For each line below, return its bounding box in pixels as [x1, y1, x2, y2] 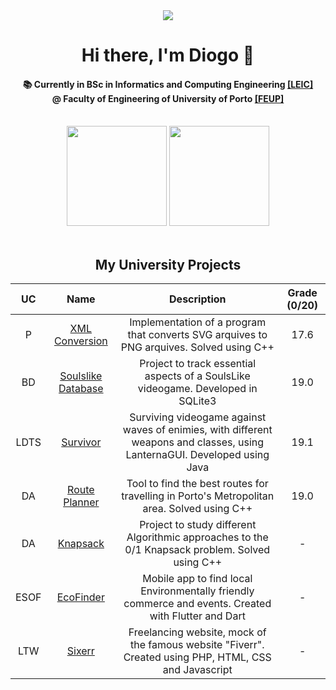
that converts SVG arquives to [127, 328, 268, 342]
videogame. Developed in [137, 382, 258, 396]
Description [169, 292, 227, 306]
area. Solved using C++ [142, 502, 253, 516]
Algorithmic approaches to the [126, 530, 269, 544]
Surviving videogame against [129, 410, 267, 424]
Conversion [53, 334, 108, 348]
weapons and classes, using [131, 435, 265, 449]
